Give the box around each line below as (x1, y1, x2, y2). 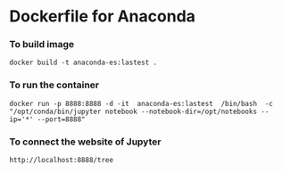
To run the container (9, 78, 100, 91)
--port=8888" (37, 114, 87, 124)
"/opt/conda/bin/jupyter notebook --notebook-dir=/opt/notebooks (9, 107, 257, 116)
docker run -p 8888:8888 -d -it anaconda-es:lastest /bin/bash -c (9, 99, 274, 108)
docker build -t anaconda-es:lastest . (9, 58, 158, 68)
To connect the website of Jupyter (9, 136, 162, 148)
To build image (9, 38, 75, 51)
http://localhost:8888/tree (9, 156, 114, 165)
